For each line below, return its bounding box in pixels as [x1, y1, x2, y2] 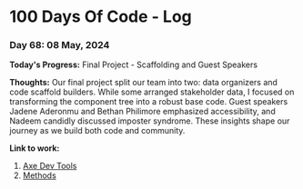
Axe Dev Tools [22, 161, 77, 172]
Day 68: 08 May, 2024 [9, 39, 110, 52]
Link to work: [9, 143, 60, 154]
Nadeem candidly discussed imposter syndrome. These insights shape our [9, 115, 290, 126]
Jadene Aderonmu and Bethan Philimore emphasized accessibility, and [9, 106, 276, 117]
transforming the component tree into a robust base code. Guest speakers [9, 96, 288, 107]
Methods [22, 170, 56, 181]
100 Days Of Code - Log [9, 6, 193, 27]
